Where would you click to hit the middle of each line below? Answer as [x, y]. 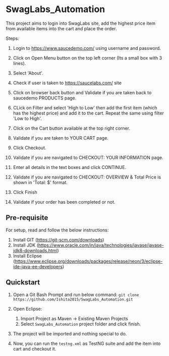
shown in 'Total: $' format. [40, 182]
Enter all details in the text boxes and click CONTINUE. [70, 167]
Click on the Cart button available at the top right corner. [72, 128]
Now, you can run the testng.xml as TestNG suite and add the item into [87, 343]
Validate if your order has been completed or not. [64, 202]
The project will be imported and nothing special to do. [70, 333]
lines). [19, 63]
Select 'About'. [28, 73]
